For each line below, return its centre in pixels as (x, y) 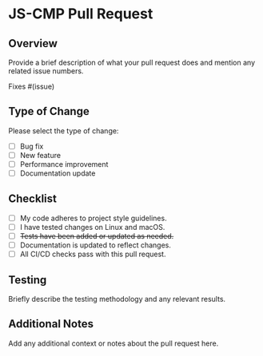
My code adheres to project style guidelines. (93, 218)
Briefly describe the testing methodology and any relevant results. (117, 299)
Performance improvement (64, 164)
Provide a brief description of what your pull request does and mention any (132, 62)
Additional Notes (51, 324)
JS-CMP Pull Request (81, 14)
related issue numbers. (46, 71)
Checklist (33, 199)
